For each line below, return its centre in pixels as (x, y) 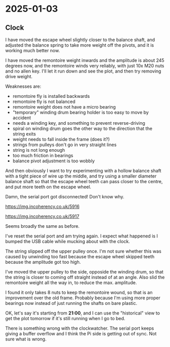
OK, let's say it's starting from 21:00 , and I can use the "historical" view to (83, 313)
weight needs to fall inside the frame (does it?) (61, 139)
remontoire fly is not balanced (44, 101)
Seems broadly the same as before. (42, 226)
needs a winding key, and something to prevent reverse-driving (79, 123)
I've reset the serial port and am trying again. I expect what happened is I (82, 236)
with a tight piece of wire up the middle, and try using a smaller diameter (81, 176)
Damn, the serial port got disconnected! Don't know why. (65, 197)
